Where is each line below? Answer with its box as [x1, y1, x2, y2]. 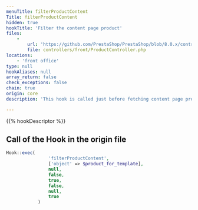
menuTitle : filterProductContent [6, 8, 88, 15]
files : [6, 31, 22, 36]
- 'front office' [16, 58, 60, 64]
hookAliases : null [6, 69, 51, 75]
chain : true [6, 85, 35, 91]
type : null [6, 63, 33, 69]
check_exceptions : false [6, 80, 67, 86]
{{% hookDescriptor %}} [6, 117, 66, 124]
